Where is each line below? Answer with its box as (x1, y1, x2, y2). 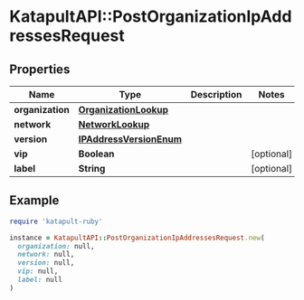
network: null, (17, 250, 75, 259)
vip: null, (17, 267, 59, 277)
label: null (17, 276, 63, 285)
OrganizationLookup (78, 104, 169, 116)
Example (9, 192, 60, 209)
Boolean (78, 147, 115, 160)
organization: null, (17, 241, 95, 250)
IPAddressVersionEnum (78, 133, 183, 145)
